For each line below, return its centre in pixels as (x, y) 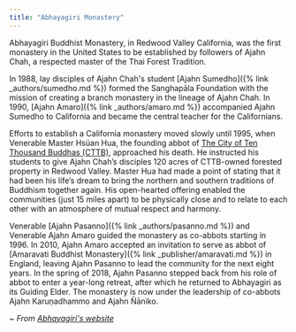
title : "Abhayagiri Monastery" (67, 17)
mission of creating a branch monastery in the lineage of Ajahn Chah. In (140, 97)
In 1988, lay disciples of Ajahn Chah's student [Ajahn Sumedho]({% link (139, 78)
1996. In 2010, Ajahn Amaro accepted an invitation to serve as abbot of (138, 244)
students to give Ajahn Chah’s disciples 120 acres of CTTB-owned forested (146, 161)
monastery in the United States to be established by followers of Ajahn (137, 52)
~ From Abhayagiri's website (62, 318)
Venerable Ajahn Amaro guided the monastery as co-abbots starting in (138, 235)
